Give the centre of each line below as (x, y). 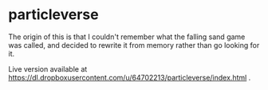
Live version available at (48, 68)
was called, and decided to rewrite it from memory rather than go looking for (134, 45)
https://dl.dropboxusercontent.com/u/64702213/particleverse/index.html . (130, 77)
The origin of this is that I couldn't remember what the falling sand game (127, 37)
